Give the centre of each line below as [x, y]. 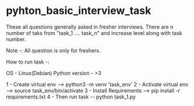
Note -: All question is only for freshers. [53, 50]
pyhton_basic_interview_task [79, 11]
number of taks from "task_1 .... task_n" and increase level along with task [94, 33]
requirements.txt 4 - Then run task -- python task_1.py [71, 97]
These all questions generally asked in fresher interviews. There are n [90, 27]
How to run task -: [28, 62]
